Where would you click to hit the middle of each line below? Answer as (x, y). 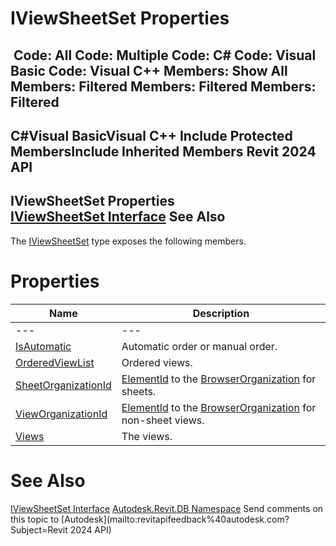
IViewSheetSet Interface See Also (118, 217)
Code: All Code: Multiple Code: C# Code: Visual (165, 55)
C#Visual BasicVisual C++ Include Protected (151, 135)
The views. (147, 436)
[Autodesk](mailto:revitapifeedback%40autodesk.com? (175, 519)
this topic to (35, 519)
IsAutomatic (43, 346)
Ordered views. (157, 362)
